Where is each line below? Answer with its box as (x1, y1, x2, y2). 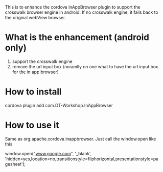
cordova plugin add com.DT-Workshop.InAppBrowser (5, 102, 113, 108)
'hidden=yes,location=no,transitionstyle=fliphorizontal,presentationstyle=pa (5, 156, 159, 162)
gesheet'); (5, 161, 26, 167)
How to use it (5, 120, 60, 131)
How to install (5, 86, 62, 97)
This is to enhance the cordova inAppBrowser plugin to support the (5, 4, 140, 10)
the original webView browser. (5, 15, 66, 20)
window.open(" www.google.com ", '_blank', (5, 150, 92, 156)
